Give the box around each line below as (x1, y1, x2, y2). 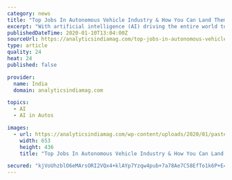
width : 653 (19, 137, 51, 144)
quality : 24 (7, 49, 41, 56)
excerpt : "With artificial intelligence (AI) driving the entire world (7, 23, 217, 30)
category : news (7, 10, 51, 17)
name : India (13, 80, 48, 87)
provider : (7, 74, 36, 81)
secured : (7, 163, 32, 170)
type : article (7, 42, 48, 49)
